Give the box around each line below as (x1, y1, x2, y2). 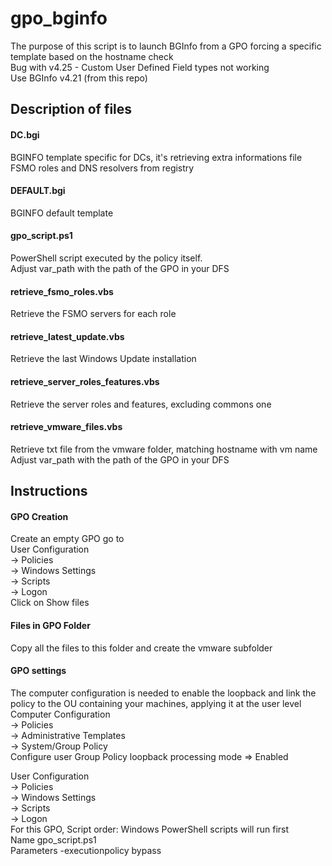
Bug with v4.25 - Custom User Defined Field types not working (10, 61, 270, 73)
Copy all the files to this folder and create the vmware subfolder (10, 642, 273, 654)
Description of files (10, 101, 133, 118)
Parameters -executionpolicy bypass (10, 844, 162, 856)
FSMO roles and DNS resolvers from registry (10, 162, 195, 174)
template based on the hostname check (10, 50, 174, 62)
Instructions (10, 483, 88, 500)
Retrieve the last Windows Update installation (10, 353, 197, 365)
